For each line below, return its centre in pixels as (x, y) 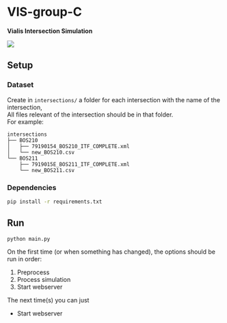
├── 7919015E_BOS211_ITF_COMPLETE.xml (75, 164)
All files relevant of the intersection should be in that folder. (90, 115)
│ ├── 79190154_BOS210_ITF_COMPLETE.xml (68, 146)
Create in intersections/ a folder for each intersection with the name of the (114, 99)
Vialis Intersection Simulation (50, 31)
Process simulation (44, 280)
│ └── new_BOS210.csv (41, 152)
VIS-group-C (44, 12)
